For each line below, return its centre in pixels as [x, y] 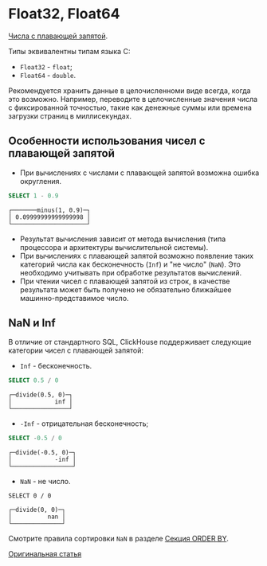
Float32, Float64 [64, 14]
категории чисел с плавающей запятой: [76, 350]
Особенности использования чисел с [107, 141]
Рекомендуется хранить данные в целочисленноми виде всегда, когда [130, 90]
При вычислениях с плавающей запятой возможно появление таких [136, 256]
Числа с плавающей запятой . [58, 36]
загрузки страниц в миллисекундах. [70, 115]
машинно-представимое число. [74, 298]
